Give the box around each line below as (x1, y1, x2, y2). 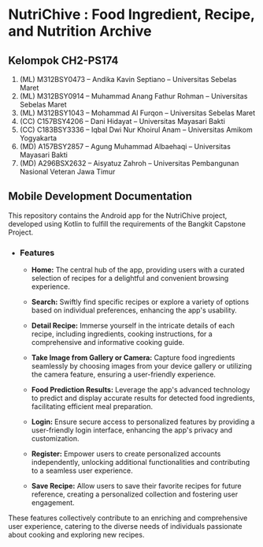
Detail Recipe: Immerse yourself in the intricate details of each (31, 321, 235, 331)
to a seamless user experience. (31, 466, 133, 475)
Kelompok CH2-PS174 (8, 54, 119, 67)
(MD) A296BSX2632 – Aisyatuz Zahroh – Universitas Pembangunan (19, 159, 239, 167)
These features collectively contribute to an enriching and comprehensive (8, 513, 248, 523)
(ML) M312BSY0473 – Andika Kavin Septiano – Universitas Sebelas (19, 75, 238, 84)
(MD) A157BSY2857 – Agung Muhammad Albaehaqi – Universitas (19, 142, 231, 151)
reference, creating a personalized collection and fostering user (31, 489, 239, 499)
